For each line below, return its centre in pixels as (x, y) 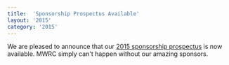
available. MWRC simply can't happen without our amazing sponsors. (108, 54)
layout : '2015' (30, 20)
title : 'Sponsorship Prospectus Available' (73, 14)
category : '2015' (33, 27)
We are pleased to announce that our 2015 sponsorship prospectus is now (115, 47)
